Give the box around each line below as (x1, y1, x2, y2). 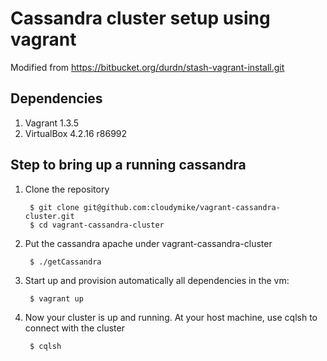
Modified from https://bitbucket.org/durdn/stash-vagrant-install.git (10, 61, 285, 73)
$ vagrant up (29, 293, 84, 304)
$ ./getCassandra (29, 257, 102, 267)
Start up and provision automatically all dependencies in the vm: (24, 274, 290, 286)
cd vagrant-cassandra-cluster (38, 220, 165, 230)
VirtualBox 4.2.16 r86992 (24, 127, 128, 139)
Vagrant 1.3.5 (24, 117, 79, 129)
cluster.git (24, 211, 75, 221)
